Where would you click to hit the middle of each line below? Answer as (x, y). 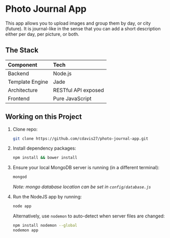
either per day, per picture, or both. (42, 34)
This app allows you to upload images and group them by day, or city (78, 23)
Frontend (19, 98)
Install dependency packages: (45, 148)
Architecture (23, 90)
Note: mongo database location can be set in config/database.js (82, 187)
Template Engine (28, 82)
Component (23, 65)
